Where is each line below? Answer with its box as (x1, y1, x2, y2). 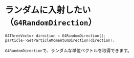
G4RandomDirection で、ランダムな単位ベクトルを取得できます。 (5, 47, 132, 53)
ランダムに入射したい (5, 4, 91, 16)
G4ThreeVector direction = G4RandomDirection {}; (5, 33, 106, 38)
